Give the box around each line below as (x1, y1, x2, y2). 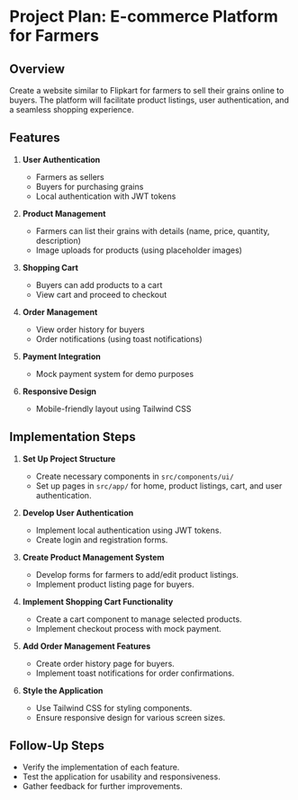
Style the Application (22, 685, 104, 696)
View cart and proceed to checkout (35, 289, 167, 300)
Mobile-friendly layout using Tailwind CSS (35, 403, 192, 414)
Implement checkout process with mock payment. (35, 623, 222, 634)
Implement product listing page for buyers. (35, 579, 195, 589)
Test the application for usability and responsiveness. (22, 771, 221, 782)
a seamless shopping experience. (9, 104, 134, 114)
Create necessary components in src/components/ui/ (35, 471, 234, 481)
